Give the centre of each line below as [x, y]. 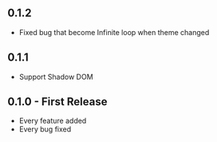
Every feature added [53, 121]
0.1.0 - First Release [57, 102]
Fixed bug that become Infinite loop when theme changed [114, 32]
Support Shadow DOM [56, 77]
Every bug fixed [45, 129]
